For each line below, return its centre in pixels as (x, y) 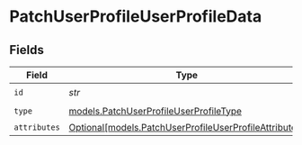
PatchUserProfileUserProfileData (136, 17)
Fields (27, 50)
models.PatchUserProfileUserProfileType (155, 111)
